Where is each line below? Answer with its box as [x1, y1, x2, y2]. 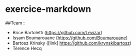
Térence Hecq [12, 45, 42, 51]
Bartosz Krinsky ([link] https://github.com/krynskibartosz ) [12, 40, 131, 46]
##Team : [5, 20, 25, 26]
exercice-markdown [5, 3, 91, 15]
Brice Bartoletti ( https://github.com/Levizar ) [12, 29, 102, 35]
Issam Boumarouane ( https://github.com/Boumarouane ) [12, 35, 128, 41]
